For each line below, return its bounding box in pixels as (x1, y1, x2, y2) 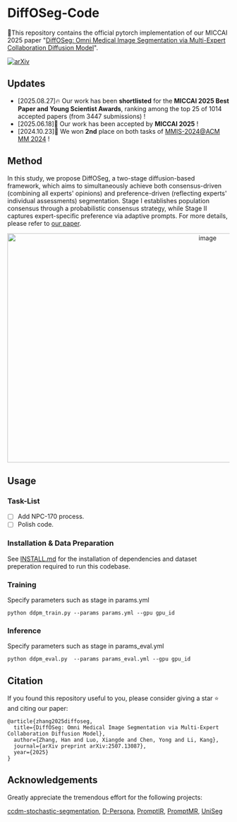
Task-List (7, 496, 40, 506)
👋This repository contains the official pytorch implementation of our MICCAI (7, 28, 228, 37)
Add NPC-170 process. (17, 512, 85, 521)
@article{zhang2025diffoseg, (7, 718, 93, 725)
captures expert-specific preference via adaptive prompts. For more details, (7, 211, 228, 220)
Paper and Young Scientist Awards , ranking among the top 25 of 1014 (17, 104, 222, 113)
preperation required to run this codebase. (7, 561, 130, 571)
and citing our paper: (7, 704, 68, 713)
